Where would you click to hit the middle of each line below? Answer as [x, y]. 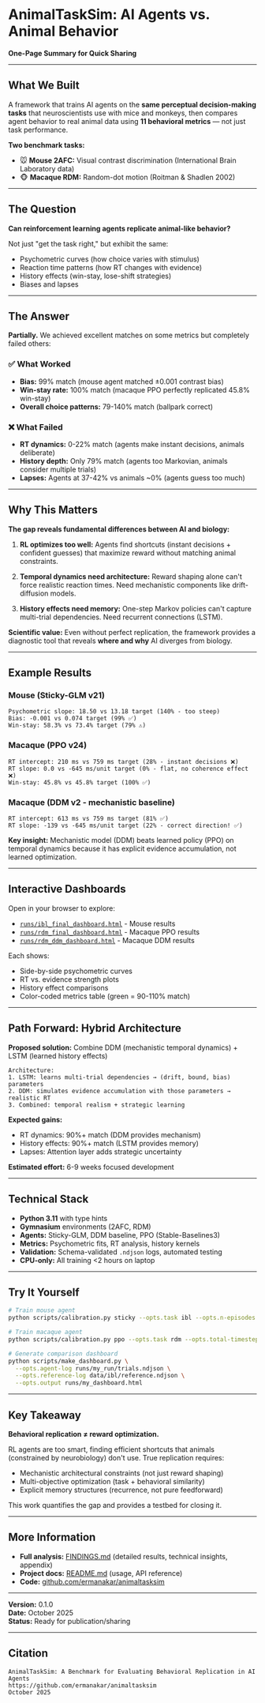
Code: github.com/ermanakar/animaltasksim [92, 1581]
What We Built [44, 86]
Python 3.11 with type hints [63, 1218]
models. [63, 593]
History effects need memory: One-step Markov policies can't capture [136, 608]
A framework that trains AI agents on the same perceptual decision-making [132, 104]
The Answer [39, 316]
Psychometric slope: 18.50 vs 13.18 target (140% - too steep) [114, 712]
